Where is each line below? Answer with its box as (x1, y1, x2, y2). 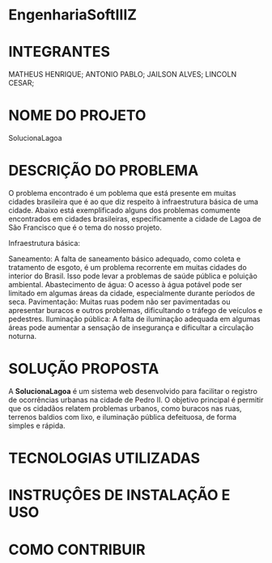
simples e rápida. (8, 421, 66, 430)
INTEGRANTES (8, 43, 111, 61)
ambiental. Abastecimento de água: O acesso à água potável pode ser (8, 280, 243, 289)
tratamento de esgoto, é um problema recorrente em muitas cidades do (8, 263, 247, 272)
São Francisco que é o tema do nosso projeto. (8, 222, 162, 232)
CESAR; (8, 78, 35, 88)
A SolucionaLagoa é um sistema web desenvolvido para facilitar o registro (8, 386, 257, 396)
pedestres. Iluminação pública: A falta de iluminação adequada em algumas (8, 314, 261, 324)
